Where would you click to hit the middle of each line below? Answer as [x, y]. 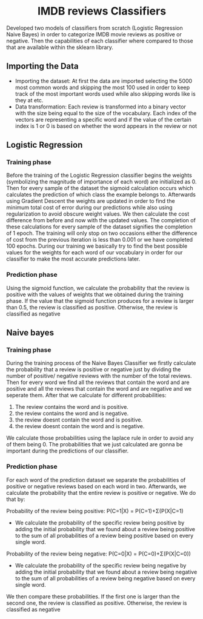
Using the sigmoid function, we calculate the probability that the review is [98, 288]
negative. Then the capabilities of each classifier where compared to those [100, 41]
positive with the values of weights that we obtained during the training [95, 294]
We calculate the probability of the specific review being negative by [101, 565]
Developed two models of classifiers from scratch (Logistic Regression [95, 28]
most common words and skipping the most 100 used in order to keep [102, 87]
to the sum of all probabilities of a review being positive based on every [104, 535]
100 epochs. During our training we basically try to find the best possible [97, 246]
